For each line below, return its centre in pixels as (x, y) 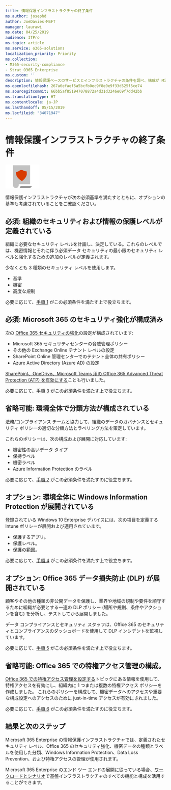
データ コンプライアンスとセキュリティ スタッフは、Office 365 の (74, 624)
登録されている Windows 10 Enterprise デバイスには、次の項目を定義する (82, 520)
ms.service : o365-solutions (35, 48)
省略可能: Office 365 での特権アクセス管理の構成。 (85, 665)
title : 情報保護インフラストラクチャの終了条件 (49, 11)
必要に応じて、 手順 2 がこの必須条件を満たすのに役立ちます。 (70, 479)
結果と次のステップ (35, 727)
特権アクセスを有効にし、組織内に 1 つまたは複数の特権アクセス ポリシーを (84, 686)
